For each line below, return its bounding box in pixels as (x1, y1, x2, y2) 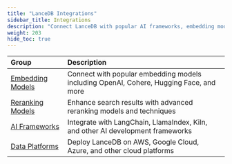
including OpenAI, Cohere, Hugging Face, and (67, 78, 216, 88)
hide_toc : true (7, 36, 51, 43)
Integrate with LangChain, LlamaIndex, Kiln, (67, 118, 208, 127)
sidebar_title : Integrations (7, 17, 91, 23)
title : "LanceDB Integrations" (7, 10, 97, 17)
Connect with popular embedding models (67, 70, 202, 79)
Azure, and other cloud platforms (67, 146, 175, 156)
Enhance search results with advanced (67, 98, 193, 107)
